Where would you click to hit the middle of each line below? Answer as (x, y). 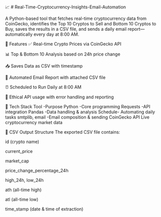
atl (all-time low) (22, 199)
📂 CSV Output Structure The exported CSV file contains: (63, 132)
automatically (19, 34)
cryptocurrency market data (34, 122)
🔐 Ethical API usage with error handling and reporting (60, 97)
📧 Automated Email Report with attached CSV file (55, 77)
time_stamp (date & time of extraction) (44, 209)
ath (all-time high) (23, 190)
